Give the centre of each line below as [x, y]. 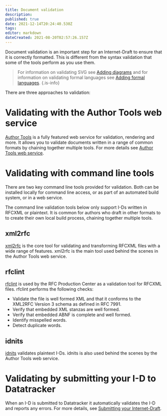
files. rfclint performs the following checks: [49, 289]
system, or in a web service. [34, 197]
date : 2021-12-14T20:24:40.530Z [39, 24]
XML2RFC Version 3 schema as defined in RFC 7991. [67, 304]
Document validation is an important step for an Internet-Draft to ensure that [84, 52]
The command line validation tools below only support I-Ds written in [76, 207]
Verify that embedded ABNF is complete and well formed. [72, 315]
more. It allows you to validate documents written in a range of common [79, 142]
